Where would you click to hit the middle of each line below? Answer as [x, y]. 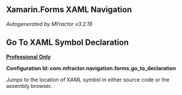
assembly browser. [29, 86]
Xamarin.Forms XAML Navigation [69, 10]
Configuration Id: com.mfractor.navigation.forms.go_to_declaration [91, 68]
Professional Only [29, 57]
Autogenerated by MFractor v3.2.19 [49, 24]
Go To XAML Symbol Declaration [67, 43]
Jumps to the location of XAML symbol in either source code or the [88, 80]
